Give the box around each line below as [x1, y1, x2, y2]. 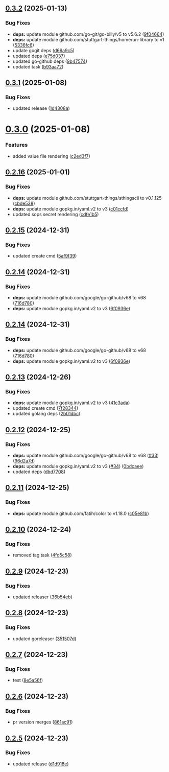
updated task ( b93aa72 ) [12, 63, 64, 69]
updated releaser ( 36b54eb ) [12, 594, 73, 600]
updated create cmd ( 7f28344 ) [12, 405, 78, 411]
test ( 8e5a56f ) [12, 677, 43, 684]
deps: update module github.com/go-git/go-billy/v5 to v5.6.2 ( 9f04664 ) [12, 31, 164, 37]
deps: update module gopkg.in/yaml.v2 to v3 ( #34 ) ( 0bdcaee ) [12, 463, 144, 469]
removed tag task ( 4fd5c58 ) [12, 552, 73, 558]
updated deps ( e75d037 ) [12, 53, 65, 59]
